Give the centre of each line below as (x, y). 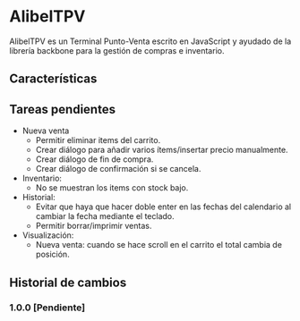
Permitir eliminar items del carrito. (98, 140)
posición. (52, 254)
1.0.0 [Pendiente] (47, 308)
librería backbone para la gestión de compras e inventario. (117, 50)
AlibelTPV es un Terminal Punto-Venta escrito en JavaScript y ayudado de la (150, 41)
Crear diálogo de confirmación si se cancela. (118, 169)
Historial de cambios (68, 282)
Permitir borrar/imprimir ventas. (94, 226)
